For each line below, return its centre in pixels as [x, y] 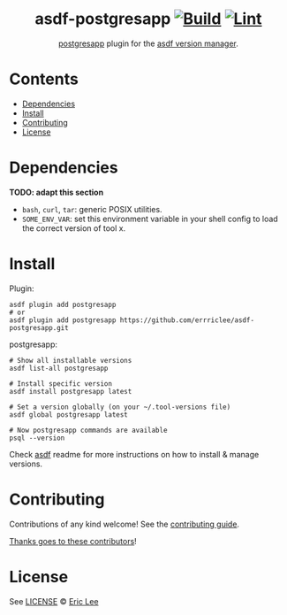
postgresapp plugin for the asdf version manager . [148, 43]
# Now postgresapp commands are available [88, 430]
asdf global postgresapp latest [68, 415]
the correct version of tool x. [74, 228]
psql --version [37, 438]
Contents [44, 79]
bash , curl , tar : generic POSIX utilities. [92, 209]
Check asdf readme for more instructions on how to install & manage [134, 454]
